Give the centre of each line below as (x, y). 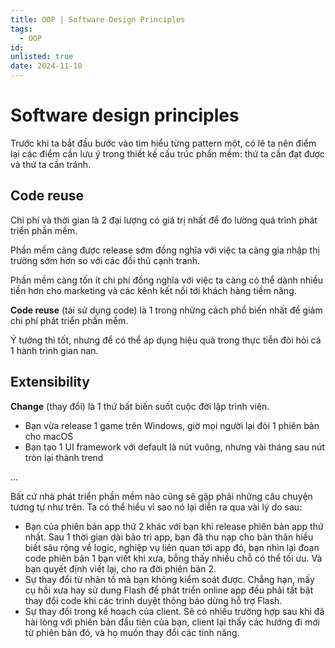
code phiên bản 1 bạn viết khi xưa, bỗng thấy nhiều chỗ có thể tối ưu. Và (173, 558)
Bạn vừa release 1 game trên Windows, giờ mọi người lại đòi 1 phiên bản (172, 425)
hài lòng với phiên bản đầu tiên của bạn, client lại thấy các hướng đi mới (172, 622)
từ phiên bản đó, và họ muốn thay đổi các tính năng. (132, 632)
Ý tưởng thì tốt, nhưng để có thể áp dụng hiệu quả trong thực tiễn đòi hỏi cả (166, 340)
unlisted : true (42, 57)
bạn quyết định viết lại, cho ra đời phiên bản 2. (120, 568)
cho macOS (49, 436)
